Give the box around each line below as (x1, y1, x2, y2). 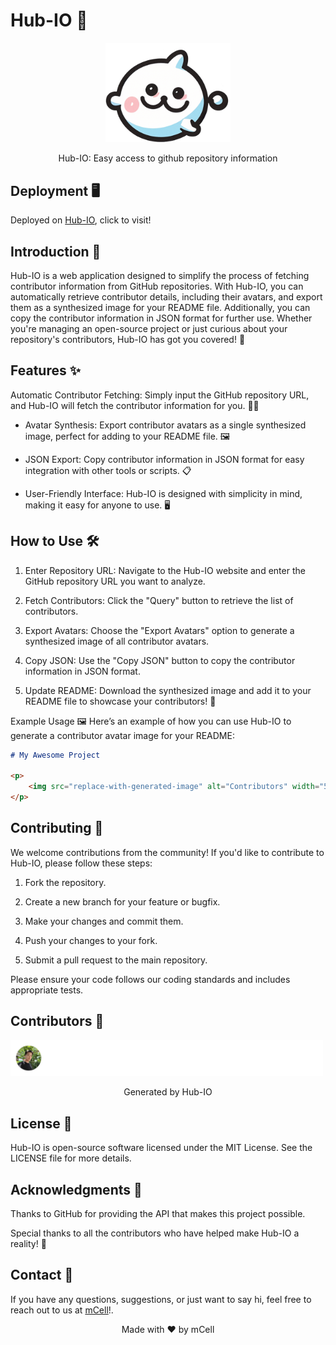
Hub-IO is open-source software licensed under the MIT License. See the (10, 1142, 313, 1154)
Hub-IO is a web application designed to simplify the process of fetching (10, 270, 310, 282)
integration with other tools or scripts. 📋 (24, 464, 192, 476)
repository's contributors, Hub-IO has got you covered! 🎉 (10, 334, 246, 346)
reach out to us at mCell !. (10, 1304, 114, 1316)
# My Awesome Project (10, 750, 101, 760)
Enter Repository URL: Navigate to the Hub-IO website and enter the (24, 564, 306, 576)
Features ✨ (10, 362, 81, 379)
